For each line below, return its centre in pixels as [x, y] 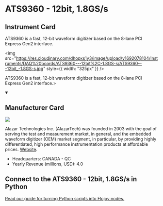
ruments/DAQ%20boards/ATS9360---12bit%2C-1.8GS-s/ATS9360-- [73, 63]
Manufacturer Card [35, 108]
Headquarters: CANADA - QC [41, 158]
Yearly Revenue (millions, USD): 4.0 [48, 164]
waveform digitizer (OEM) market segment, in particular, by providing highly [81, 139]
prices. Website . [21, 149]
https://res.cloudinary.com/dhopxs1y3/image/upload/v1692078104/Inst [87, 58]
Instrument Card [30, 27]
